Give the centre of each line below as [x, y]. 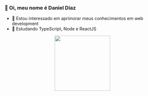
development [25, 24]
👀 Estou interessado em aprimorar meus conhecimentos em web [77, 19]
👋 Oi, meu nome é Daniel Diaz [40, 8]
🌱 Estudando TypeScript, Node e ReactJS [54, 29]
